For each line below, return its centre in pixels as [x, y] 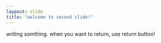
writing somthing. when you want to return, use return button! [81, 34]
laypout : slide [25, 11]
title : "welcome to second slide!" [50, 17]
